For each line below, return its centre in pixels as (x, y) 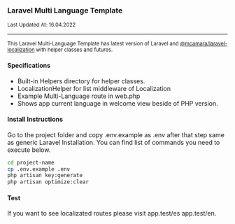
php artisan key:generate (45, 176)
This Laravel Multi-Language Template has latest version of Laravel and (93, 44)
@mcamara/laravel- (204, 44)
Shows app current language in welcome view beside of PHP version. (117, 103)
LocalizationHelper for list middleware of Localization (94, 88)
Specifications (29, 65)
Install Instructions (35, 119)
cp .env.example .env (39, 169)
